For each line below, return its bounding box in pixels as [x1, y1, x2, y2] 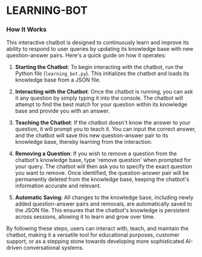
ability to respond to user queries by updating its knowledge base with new [6, 45, 194, 53]
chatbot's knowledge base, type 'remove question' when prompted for [15, 157, 192, 164]
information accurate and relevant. [15, 182, 102, 189]
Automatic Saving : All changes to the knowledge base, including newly [15, 194, 194, 201]
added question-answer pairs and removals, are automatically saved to [15, 200, 192, 207]
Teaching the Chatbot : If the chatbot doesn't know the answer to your [15, 119, 191, 126]
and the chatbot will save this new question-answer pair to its [15, 132, 168, 139]
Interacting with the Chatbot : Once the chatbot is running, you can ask [15, 88, 194, 96]
